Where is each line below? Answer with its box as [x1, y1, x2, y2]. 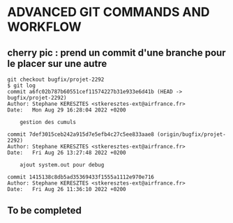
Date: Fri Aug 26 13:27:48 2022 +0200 [7, 149, 127, 156]
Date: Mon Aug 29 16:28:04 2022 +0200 [7, 107, 127, 114]
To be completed [7, 205, 82, 217]
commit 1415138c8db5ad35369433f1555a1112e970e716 [7, 174, 155, 180]
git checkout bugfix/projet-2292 [7, 76, 105, 83]
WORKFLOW [7, 19, 82, 35]
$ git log [7, 82, 36, 89]
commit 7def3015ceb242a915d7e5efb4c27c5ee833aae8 [7, 131, 155, 138]
